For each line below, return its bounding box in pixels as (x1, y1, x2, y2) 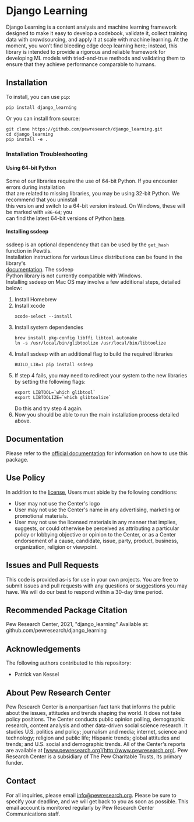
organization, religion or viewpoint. (14, 543, 98, 551)
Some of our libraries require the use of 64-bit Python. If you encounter (6, 177, 178, 184)
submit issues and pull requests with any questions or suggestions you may (6, 582, 188, 589)
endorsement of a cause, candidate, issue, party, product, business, (14, 537, 179, 544)
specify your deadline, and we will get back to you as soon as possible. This (6, 797, 189, 805)
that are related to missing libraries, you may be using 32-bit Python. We (6, 190, 180, 197)
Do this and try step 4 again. (14, 405, 83, 412)
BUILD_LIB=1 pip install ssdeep (14, 362, 93, 368)
